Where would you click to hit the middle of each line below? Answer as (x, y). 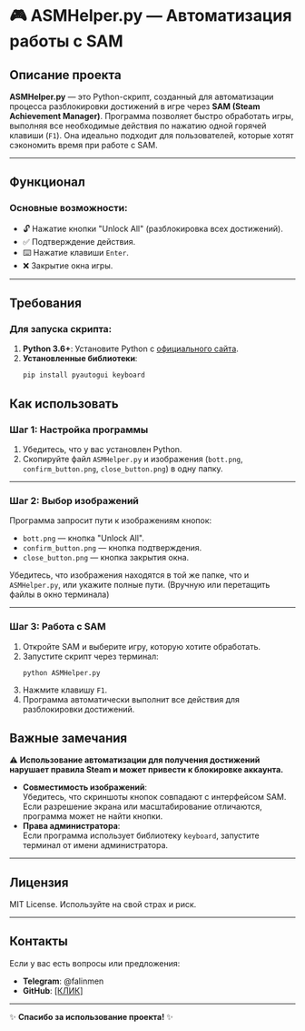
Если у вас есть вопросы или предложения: (95, 963)
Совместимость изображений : (85, 787)
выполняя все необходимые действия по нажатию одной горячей (138, 126)
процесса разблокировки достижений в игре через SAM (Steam (135, 106)
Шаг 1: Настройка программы (79, 430)
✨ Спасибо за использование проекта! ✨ (92, 1016)
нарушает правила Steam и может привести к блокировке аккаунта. (147, 770)
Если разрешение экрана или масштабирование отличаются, (143, 807)
